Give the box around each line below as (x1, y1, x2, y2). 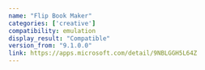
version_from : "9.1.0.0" (8, 42, 92, 50)
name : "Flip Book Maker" (8, 11, 92, 20)
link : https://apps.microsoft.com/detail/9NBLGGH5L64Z (8, 49, 198, 57)
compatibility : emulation (8, 27, 96, 35)
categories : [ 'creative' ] (8, 19, 96, 27)
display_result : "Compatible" (8, 34, 111, 43)
